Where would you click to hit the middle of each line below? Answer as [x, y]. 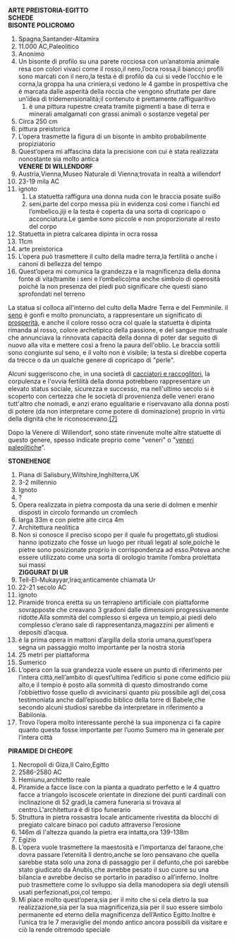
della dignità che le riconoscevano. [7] [63, 419]
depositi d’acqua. [43, 632]
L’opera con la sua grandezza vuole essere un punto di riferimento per [120, 670]
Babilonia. [33, 715]
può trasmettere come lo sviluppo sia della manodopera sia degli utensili [123, 885]
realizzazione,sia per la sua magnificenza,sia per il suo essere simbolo [120, 907]
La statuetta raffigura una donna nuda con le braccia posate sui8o [124, 196]
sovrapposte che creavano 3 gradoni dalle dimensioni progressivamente [123, 610]
